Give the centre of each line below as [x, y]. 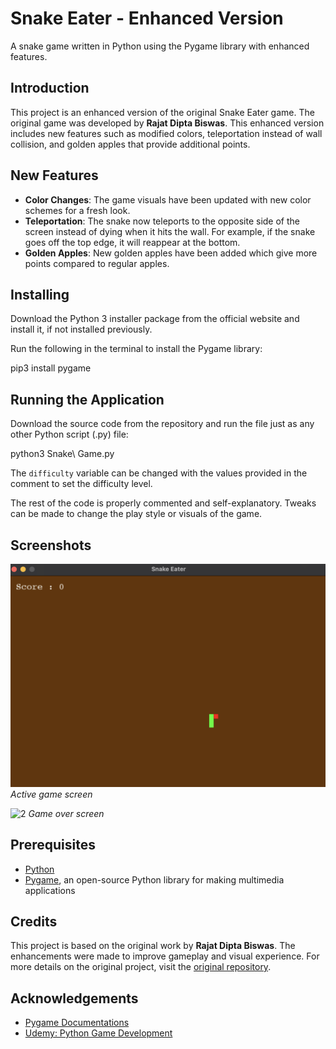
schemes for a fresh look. [77, 210]
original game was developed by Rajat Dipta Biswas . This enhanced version [167, 123]
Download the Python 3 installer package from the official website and [155, 319]
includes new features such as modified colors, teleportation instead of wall [166, 133]
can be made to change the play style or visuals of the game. [136, 514]
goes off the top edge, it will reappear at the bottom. [132, 242]
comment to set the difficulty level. [81, 484]
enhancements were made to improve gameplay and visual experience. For [165, 956]
